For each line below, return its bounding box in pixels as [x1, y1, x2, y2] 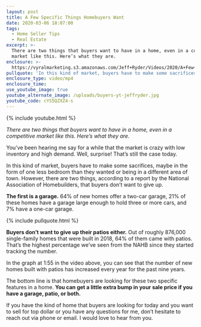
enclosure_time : [6, 81, 47, 87]
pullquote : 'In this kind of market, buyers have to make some [6, 70, 167, 76]
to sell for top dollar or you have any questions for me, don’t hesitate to [6, 308, 181, 315]
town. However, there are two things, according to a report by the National [6, 174, 190, 181]
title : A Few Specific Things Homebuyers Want [6, 14, 124, 20]
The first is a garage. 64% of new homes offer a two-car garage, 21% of [6, 192, 186, 199]
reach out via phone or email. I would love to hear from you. [6, 314, 154, 321]
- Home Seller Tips [11, 31, 60, 37]
